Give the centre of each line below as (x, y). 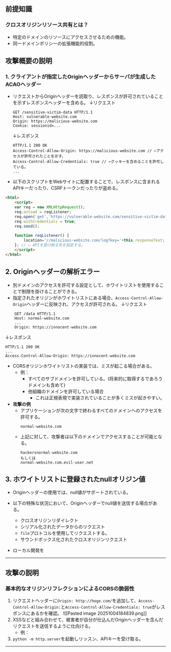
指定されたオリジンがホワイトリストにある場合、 (64, 297)
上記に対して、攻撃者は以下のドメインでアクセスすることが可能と (89, 437)
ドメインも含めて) (47, 385)
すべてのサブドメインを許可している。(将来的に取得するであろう (95, 378)
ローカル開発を (28, 550)
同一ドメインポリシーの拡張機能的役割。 (55, 43)
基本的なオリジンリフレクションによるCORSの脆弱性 (70, 588)
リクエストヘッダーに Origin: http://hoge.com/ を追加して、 (76, 601)
